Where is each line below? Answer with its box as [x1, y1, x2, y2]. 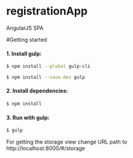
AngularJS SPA [6, 24, 44, 31]
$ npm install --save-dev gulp [6, 74, 85, 81]
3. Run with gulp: [6, 114, 50, 121]
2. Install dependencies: [6, 87, 68, 94]
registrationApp [6, 4, 88, 18]
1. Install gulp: [6, 50, 42, 57]
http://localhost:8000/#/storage [6, 145, 86, 152]
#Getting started [6, 36, 47, 43]
